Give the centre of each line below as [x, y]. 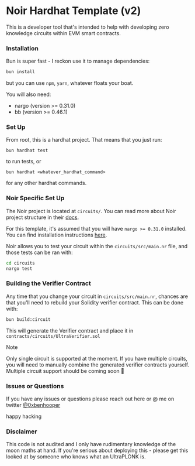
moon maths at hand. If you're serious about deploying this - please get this [97, 450]
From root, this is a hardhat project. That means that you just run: [84, 140]
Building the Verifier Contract [49, 283]
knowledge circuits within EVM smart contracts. [63, 33]
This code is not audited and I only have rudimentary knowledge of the [91, 444]
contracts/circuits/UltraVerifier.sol [53, 336]
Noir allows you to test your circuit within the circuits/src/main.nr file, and [97, 246]
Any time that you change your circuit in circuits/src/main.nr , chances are [97, 296]
